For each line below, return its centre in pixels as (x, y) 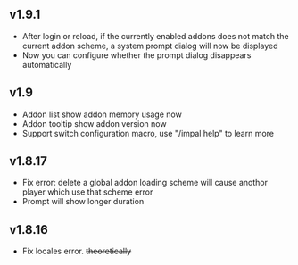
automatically (47, 64)
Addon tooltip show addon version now (94, 123)
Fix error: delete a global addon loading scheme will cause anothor (145, 183)
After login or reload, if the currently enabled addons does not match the (155, 36)
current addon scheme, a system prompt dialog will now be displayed (150, 46)
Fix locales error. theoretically (77, 251)
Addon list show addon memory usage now (102, 114)
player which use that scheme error (87, 192)
